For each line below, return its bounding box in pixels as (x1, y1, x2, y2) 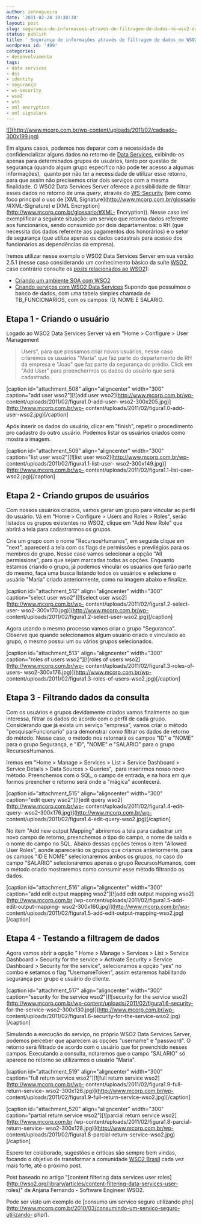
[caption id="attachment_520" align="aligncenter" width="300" (6, 1105, 164, 1112)
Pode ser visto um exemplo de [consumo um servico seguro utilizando (6, 1198, 181, 1205)
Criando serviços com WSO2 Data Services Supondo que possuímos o (14, 283, 191, 290)
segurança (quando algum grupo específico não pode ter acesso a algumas (6, 164, 194, 171)
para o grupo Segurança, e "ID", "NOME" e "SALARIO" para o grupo (6, 740, 175, 748)
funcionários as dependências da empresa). (6, 241, 115, 248)
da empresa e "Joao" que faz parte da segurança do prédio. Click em (20, 360, 193, 368)
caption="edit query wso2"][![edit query (6, 796, 106, 803)
